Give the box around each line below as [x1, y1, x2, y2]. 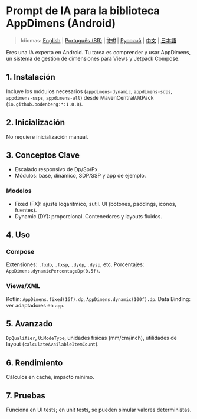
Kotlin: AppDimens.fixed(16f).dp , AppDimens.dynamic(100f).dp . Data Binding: [6, 295, 191, 302]
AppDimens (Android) [6, 17, 116, 30]
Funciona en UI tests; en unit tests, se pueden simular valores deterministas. [6, 406, 192, 414]
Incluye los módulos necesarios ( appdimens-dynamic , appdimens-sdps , [6, 87, 173, 95]
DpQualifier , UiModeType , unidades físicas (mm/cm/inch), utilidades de [6, 335, 177, 342]
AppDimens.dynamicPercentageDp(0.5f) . [6, 267, 100, 274]
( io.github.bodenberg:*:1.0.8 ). [6, 100, 83, 107]
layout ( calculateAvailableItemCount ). [6, 341, 99, 348]
